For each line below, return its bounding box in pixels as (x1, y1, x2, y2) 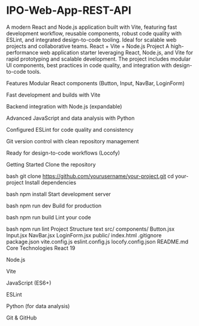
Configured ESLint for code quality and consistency (6, 126, 134, 133)
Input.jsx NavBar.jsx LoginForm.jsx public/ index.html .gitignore (6, 231, 162, 239)
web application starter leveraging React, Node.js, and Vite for (40, 49, 194, 56)
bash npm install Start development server (6, 190, 111, 198)
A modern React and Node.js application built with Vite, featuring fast (6, 23, 177, 31)
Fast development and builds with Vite (6, 91, 101, 98)
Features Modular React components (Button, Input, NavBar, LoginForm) (6, 79, 185, 87)
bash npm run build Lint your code (6, 213, 91, 221)
